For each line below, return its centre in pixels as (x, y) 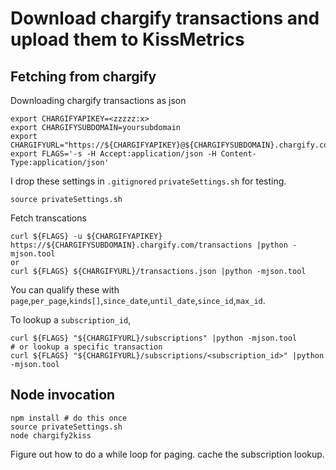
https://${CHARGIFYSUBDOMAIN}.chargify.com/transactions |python (149, 245)
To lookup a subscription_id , (71, 320)
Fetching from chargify (83, 76)
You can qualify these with (65, 290)
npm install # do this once (69, 418)
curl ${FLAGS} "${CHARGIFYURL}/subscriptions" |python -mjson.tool (154, 338)
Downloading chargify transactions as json (98, 100)
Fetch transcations (48, 218)
